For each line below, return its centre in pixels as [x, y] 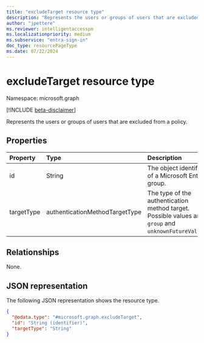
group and [161, 223]
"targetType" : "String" [42, 328]
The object [163, 168]
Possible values [170, 216]
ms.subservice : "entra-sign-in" [47, 40]
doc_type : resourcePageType [42, 46]
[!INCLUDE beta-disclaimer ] [41, 110]
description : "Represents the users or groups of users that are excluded [103, 18]
